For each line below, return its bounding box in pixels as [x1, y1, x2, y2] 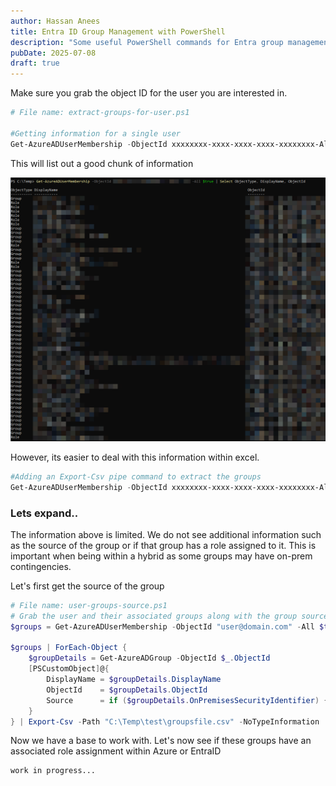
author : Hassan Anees [10, 16, 101, 26]
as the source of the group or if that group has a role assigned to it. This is [10, 539, 317, 551]
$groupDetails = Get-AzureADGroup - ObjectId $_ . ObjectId [28, 653, 271, 664]
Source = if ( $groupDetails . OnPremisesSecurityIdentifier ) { [46, 695, 329, 705]
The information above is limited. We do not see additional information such [10, 528, 322, 540]
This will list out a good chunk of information [10, 157, 194, 169]
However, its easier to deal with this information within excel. [10, 451, 260, 463]
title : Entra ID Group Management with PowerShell [10, 26, 226, 37]
